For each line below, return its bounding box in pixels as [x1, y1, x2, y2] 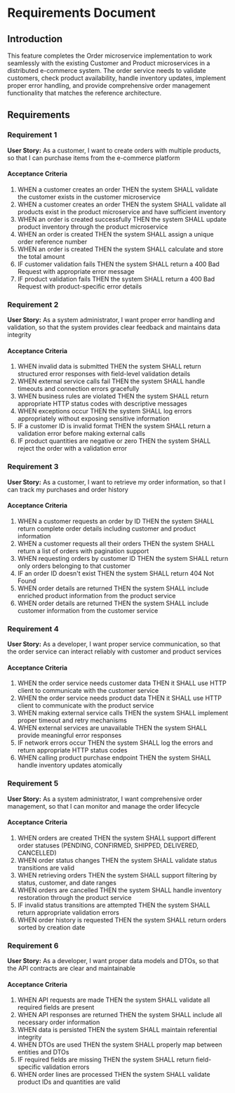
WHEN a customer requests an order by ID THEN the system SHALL [17, 517, 215, 525]
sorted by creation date [17, 923, 86, 932]
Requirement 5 [7, 779, 59, 788]
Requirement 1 [7, 130, 58, 140]
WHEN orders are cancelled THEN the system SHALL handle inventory [17, 886, 222, 894]
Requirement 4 [7, 623, 60, 633]
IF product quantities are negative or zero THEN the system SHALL [17, 437, 211, 445]
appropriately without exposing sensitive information [17, 414, 170, 423]
